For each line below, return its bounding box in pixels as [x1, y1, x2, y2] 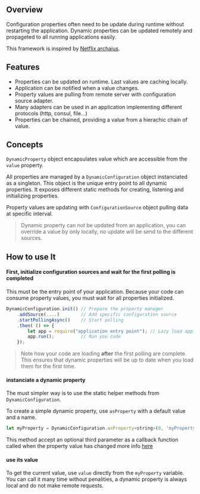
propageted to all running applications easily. [6, 33, 117, 41]
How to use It [6, 252, 56, 262]
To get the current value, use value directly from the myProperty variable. [6, 470, 185, 477]
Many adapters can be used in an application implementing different [14, 103, 183, 110]
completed [6, 274, 34, 282]
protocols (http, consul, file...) [14, 110, 87, 117]
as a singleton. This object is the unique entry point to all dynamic [6, 180, 167, 187]
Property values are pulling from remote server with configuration [14, 91, 176, 98]
